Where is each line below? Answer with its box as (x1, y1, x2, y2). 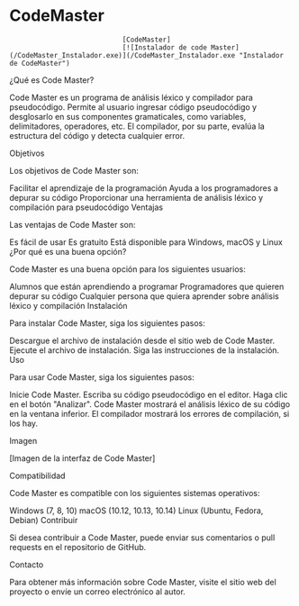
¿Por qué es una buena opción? (9, 246, 127, 257)
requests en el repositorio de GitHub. (9, 541, 147, 552)
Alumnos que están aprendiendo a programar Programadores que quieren (9, 281, 285, 292)
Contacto (9, 559, 44, 570)
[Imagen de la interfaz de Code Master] (9, 452, 156, 464)
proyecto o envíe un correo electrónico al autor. (9, 586, 186, 597)
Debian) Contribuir (9, 514, 78, 525)
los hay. (9, 418, 39, 429)
